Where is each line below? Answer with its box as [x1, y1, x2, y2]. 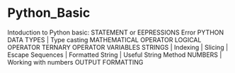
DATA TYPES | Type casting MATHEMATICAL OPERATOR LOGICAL [7, 35, 202, 44]
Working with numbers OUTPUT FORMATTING [7, 58, 144, 66]
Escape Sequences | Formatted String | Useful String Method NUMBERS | [7, 51, 222, 59]
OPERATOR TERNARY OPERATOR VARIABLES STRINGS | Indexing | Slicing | [7, 43, 229, 51]
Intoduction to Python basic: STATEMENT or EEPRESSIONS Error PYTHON [7, 28, 224, 36]
